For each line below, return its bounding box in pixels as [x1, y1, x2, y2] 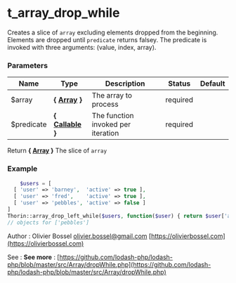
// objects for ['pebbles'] [7, 219, 90, 226]
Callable [53, 119, 82, 129]
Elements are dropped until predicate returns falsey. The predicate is [7, 35, 207, 44]
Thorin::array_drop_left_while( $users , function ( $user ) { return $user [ [7, 212, 225, 219]
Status [168, 79, 191, 88]
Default [199, 79, 225, 88]
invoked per [91, 119, 131, 129]
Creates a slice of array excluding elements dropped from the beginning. [7, 28, 218, 37]
